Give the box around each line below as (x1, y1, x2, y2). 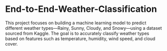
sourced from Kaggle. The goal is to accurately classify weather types (5, 30, 150, 36)
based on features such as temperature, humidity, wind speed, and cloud (5, 36, 156, 42)
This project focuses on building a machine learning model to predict (5, 20, 147, 26)
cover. (5, 41, 18, 47)
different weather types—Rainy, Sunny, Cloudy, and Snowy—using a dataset (5, 25, 162, 31)
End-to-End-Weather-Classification (5, 3, 157, 15)
